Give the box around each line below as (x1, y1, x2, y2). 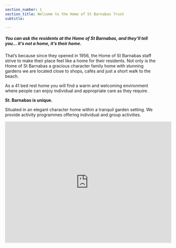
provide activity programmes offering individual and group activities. (5, 112, 141, 118)
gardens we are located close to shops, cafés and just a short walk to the (5, 68, 151, 74)
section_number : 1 (5, 7, 42, 12)
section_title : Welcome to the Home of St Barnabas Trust (5, 12, 124, 17)
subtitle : (5, 16, 25, 21)
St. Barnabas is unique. (5, 98, 53, 103)
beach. (5, 73, 19, 79)
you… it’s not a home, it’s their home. (5, 40, 82, 46)
